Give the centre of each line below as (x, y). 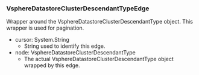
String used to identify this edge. (65, 46)
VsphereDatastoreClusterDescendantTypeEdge (78, 8)
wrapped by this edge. (52, 65)
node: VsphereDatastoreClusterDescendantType (75, 53)
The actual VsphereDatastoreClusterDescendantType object (99, 59)
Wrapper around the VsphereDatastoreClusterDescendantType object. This (99, 22)
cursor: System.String (42, 40)
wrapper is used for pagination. (45, 28)
